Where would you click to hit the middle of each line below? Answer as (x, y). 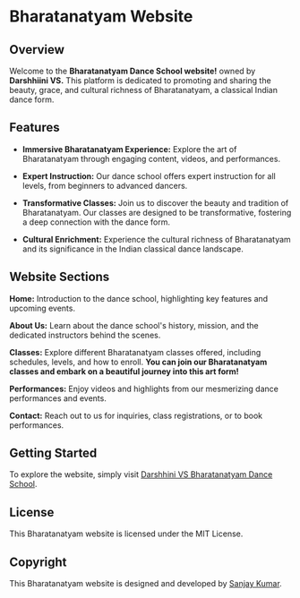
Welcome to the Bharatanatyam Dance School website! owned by (133, 71)
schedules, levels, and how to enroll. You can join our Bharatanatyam (138, 362)
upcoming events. (43, 308)
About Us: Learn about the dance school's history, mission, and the (134, 325)
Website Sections (60, 277)
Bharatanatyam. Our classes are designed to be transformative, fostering (157, 212)
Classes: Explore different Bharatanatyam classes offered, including (135, 352)
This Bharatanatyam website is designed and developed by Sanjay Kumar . (146, 584)
